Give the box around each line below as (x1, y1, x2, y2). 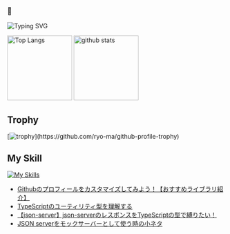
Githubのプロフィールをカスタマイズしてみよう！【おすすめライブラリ (17, 184, 218, 193)
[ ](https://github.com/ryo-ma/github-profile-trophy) (7, 133, 180, 141)
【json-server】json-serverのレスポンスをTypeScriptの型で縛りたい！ (17, 211, 218, 219)
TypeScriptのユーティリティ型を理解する (17, 202, 133, 210)
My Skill (7, 152, 43, 164)
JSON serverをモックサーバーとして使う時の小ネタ (17, 219, 163, 227)
